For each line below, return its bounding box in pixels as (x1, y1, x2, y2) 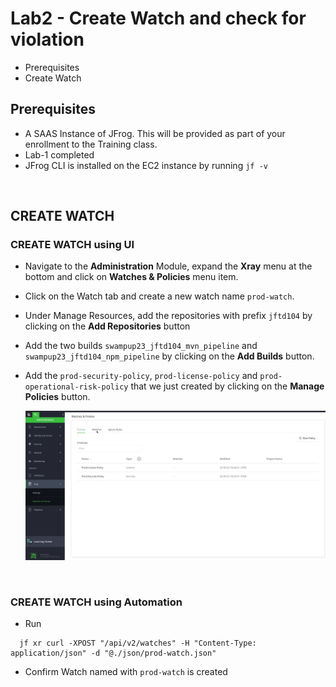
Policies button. (24, 391, 91, 403)
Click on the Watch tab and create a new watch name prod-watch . (24, 290, 295, 302)
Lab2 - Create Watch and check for (10, 7, 307, 30)
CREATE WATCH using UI (10, 238, 135, 252)
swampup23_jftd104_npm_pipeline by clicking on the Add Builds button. (24, 350, 315, 362)
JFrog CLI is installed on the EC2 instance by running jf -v (24, 159, 268, 171)
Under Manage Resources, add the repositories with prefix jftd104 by (24, 310, 313, 322)
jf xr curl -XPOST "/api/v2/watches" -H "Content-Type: (19, 638, 257, 648)
